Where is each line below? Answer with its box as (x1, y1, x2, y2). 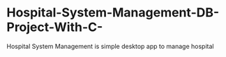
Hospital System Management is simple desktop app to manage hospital (6, 42, 214, 50)
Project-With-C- (6, 19, 103, 35)
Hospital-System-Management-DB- (6, 5, 220, 21)
